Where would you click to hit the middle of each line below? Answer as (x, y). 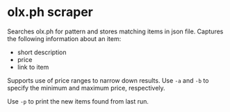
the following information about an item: (64, 38)
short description (42, 52)
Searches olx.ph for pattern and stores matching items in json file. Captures (115, 31)
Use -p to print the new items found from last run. (78, 101)
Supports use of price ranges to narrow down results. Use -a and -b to (108, 80)
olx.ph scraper (50, 12)
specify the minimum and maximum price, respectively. (86, 88)
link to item (33, 67)
